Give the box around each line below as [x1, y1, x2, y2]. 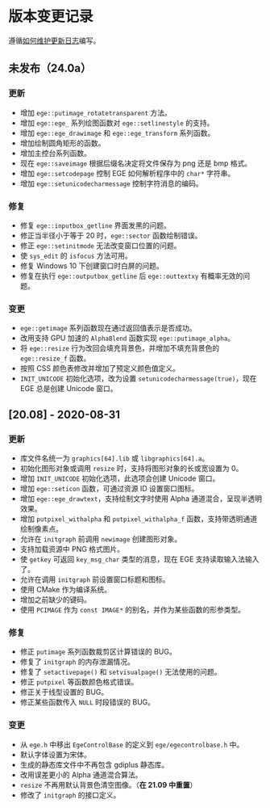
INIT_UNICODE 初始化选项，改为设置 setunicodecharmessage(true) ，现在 [19, 373, 257, 384]
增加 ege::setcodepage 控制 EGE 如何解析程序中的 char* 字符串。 [19, 168, 235, 178]
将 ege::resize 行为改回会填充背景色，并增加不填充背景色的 [19, 343, 220, 353]
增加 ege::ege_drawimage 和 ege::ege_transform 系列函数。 [19, 128, 215, 137]
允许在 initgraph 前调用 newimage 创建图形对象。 [19, 534, 182, 544]
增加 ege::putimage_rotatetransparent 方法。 [19, 107, 172, 117]
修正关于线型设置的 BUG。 [19, 688, 109, 697]
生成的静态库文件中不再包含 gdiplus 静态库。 [19, 760, 169, 769]
